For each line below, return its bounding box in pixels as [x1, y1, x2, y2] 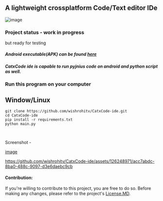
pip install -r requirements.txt [5, 117, 73, 122]
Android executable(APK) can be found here [5, 51, 97, 57]
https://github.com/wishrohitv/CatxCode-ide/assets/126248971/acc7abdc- [5, 158, 155, 164]
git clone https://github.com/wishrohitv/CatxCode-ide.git [5, 109, 127, 114]
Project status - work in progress [5, 29, 84, 36]
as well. [5, 69, 21, 74]
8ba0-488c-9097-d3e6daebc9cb [5, 164, 73, 169]
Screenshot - [5, 140, 32, 146]
